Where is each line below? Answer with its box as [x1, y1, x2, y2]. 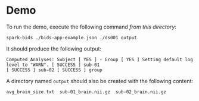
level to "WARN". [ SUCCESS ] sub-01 [6, 62, 100, 68]
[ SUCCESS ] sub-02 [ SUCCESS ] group [6, 67, 102, 73]
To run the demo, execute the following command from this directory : [6, 23, 177, 30]
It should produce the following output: [6, 45, 102, 52]
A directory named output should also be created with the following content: [6, 77, 194, 84]
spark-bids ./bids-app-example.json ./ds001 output [6, 34, 137, 40]
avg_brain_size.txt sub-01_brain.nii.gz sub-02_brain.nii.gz [6, 89, 167, 95]
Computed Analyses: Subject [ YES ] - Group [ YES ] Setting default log [6, 56, 194, 62]
